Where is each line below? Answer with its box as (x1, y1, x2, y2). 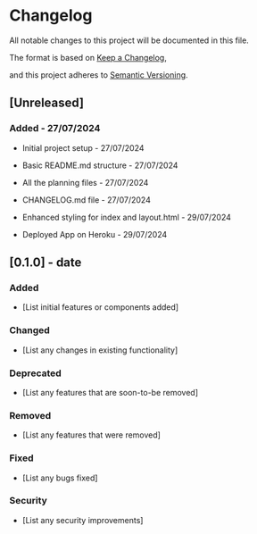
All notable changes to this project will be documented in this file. (9, 35, 250, 46)
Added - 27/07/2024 (9, 122, 101, 135)
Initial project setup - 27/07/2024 (21, 142, 145, 153)
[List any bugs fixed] (21, 472, 98, 483)
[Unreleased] (9, 96, 85, 111)
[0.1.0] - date (9, 255, 82, 271)
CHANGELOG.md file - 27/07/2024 (21, 194, 152, 205)
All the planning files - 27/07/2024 (21, 177, 149, 188)
